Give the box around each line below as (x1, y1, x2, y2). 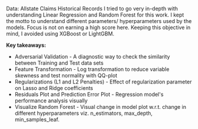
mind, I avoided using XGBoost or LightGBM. (6, 30, 115, 37)
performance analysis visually (14, 97, 88, 104)
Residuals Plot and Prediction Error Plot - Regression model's (14, 91, 164, 98)
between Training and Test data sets (14, 59, 104, 66)
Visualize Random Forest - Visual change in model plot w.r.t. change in (14, 104, 187, 110)
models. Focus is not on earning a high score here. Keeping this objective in (6, 24, 191, 31)
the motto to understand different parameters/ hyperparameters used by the (6, 18, 192, 24)
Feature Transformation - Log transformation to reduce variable (14, 66, 170, 73)
